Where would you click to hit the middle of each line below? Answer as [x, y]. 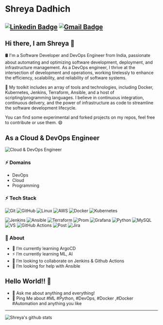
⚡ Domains [18, 162]
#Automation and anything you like [47, 303]
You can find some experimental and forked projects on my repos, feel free [80, 117]
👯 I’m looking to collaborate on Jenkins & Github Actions [68, 261]
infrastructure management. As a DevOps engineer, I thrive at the [70, 68]
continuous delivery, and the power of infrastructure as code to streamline [79, 103]
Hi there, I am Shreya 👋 [40, 43]
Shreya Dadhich [38, 9]
